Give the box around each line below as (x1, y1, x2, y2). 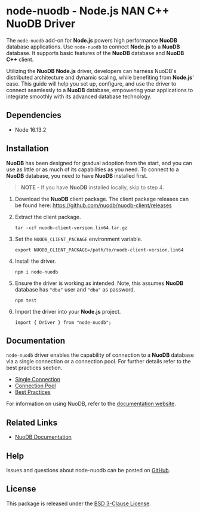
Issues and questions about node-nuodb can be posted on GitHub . (6, 467, 171, 473)
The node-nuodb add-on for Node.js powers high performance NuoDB (6, 37, 177, 44)
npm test (14, 298, 37, 303)
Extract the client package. (14, 213, 81, 220)
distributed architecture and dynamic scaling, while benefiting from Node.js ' (6, 74, 194, 81)
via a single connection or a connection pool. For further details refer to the (6, 358, 191, 365)
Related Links (6, 417, 58, 427)
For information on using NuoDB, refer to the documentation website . (6, 400, 176, 408)
